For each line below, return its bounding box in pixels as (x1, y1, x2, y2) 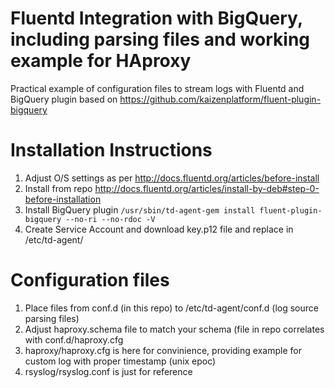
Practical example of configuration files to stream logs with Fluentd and (10, 82, 305, 94)
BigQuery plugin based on (10, 93, 118, 105)
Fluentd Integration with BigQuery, (10, 7, 303, 30)
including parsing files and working (10, 28, 311, 51)
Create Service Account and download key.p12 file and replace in (24, 223, 294, 235)
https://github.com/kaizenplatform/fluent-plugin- (119, 93, 322, 105)
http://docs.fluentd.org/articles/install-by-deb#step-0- (94, 182, 320, 194)
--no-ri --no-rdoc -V (65, 214, 156, 224)
